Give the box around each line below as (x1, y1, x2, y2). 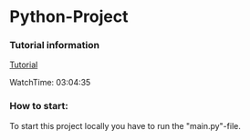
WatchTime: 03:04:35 (9, 77, 91, 88)
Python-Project (9, 6, 129, 27)
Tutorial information (9, 39, 100, 52)
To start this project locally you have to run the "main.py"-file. (9, 120, 242, 131)
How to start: (9, 100, 68, 113)
